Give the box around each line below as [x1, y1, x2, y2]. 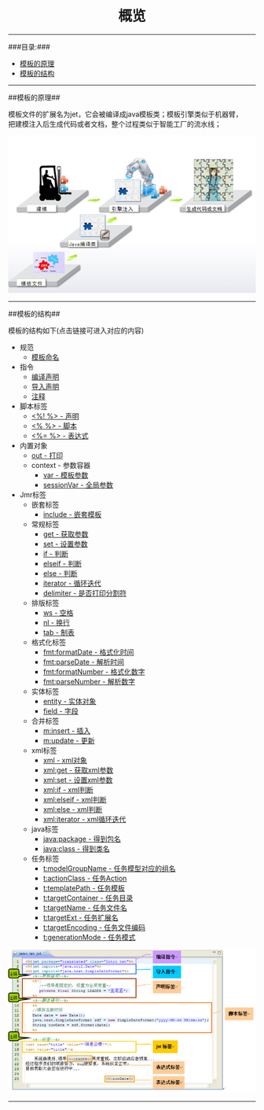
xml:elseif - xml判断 [42, 795, 108, 805]
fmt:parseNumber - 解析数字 [42, 677, 136, 687]
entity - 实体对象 [42, 697, 97, 706]
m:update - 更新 [42, 736, 95, 746]
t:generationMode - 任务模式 [42, 933, 136, 942]
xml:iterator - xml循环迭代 [42, 815, 126, 824]
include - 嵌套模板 [42, 510, 102, 519]
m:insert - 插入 [42, 726, 91, 736]
